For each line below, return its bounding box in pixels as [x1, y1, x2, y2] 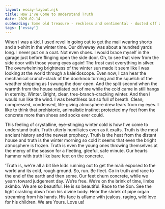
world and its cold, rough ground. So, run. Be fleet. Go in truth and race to [5, 168, 154, 174]
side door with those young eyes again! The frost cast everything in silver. [5, 60, 155, 66]
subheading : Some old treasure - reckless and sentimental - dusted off [5, 21, 157, 26]
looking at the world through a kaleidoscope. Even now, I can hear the [5, 70, 146, 76]
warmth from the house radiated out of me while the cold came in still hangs [5, 86, 160, 92]
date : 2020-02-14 [5, 16, 41, 21]
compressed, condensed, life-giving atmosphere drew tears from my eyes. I [5, 102, 159, 108]
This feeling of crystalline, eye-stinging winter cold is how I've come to [5, 121, 148, 128]
